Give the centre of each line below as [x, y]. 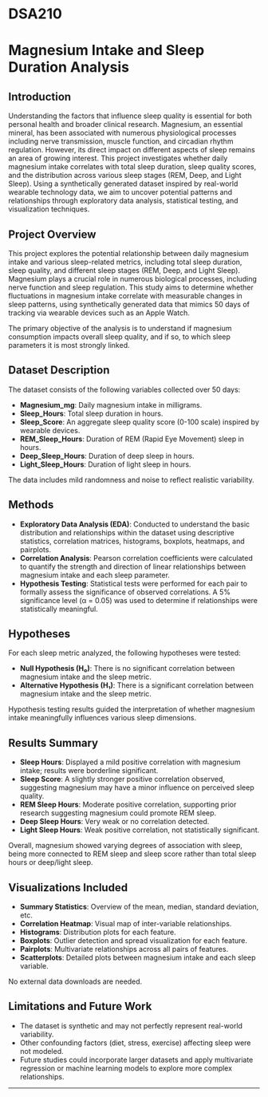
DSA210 [35, 14]
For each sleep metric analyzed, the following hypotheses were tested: [124, 653]
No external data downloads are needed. [75, 981]
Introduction [40, 97]
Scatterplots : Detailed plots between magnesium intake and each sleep [138, 957]
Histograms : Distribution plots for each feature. [98, 932]
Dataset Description [59, 371]
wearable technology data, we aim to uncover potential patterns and [120, 192]
